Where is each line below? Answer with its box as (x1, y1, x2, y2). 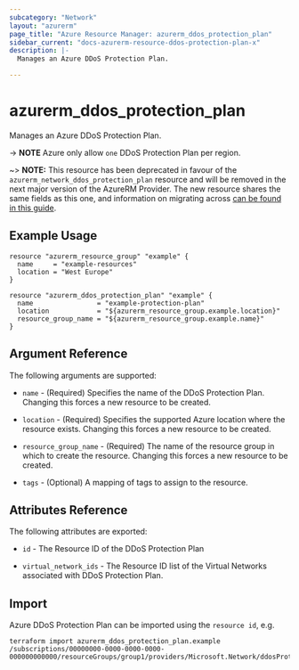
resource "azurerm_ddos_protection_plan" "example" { (9, 290, 214, 299)
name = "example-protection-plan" (17, 298, 205, 307)
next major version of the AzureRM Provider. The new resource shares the (9, 184, 281, 194)
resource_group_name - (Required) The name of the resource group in (21, 440, 275, 451)
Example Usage (9, 228, 98, 243)
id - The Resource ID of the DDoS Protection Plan (21, 543, 205, 554)
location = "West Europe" (17, 267, 114, 276)
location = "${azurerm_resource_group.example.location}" (17, 306, 280, 315)
